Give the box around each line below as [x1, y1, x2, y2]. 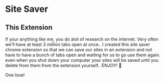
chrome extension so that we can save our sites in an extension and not [5, 47, 153, 52]
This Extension [5, 23, 53, 32]
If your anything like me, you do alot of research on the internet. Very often [5, 36, 159, 42]
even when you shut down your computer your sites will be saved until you [5, 57, 159, 63]
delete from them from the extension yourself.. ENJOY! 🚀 [5, 63, 122, 68]
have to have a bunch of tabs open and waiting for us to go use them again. [5, 52, 161, 58]
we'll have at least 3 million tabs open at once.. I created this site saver [5, 41, 151, 47]
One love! [5, 72, 25, 78]
